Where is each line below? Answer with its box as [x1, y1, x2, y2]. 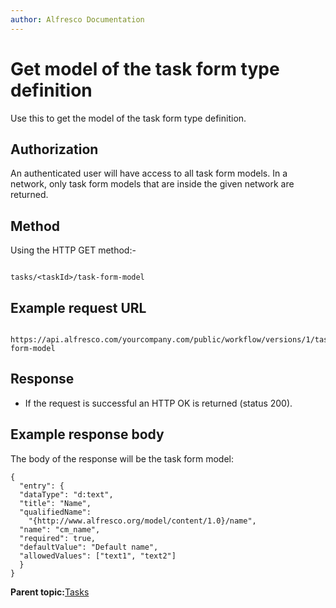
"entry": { [19, 481, 65, 491]
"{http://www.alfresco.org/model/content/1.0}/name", [28, 516, 257, 526]
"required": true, [19, 533, 97, 543]
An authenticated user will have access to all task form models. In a [10, 167, 288, 180]
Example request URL [10, 299, 147, 316]
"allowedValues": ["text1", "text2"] [19, 551, 177, 561]
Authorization [10, 141, 99, 158]
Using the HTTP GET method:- [10, 244, 137, 256]
